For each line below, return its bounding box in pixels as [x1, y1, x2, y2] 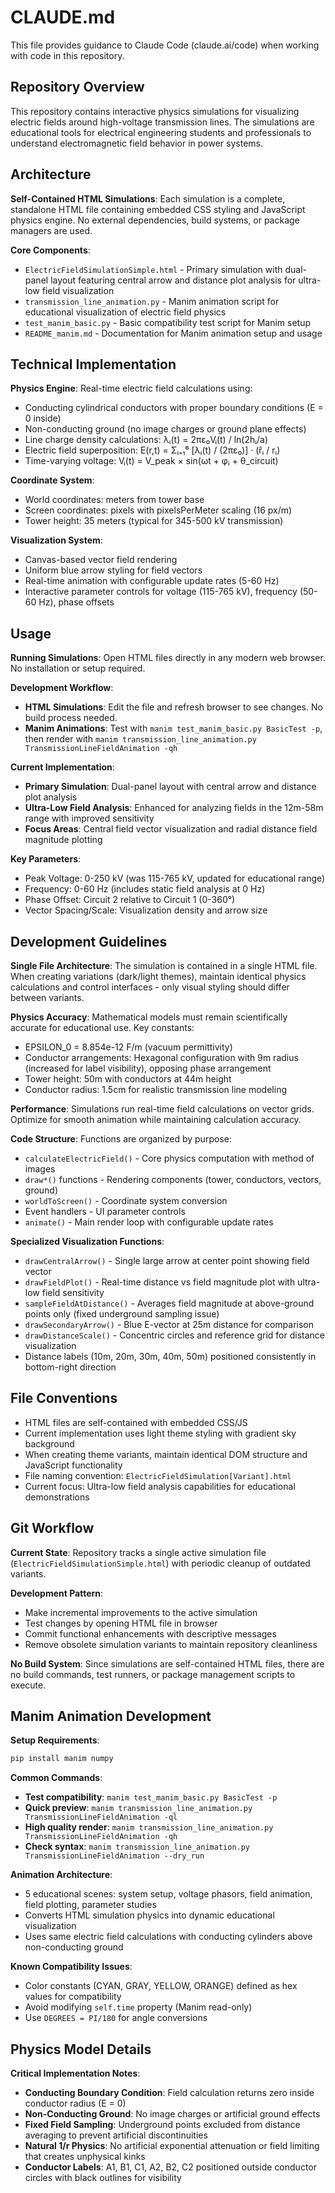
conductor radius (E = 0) [24, 2097, 127, 2110]
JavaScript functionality [24, 1459, 123, 1471]
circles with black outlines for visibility [24, 2172, 182, 2184]
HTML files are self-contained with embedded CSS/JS [24, 1416, 248, 1428]
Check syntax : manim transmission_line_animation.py [24, 1841, 251, 1853]
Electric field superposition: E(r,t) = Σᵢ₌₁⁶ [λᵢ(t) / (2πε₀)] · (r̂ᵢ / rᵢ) [24, 444, 281, 456]
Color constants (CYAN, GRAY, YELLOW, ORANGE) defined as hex [24, 1980, 298, 1992]
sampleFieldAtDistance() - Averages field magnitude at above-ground [24, 1297, 315, 1309]
